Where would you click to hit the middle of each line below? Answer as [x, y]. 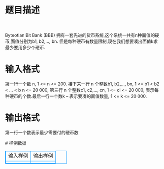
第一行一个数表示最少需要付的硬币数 [42, 132]
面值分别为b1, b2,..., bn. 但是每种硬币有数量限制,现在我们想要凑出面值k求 [84, 41]
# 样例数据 [16, 143]
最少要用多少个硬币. [25, 47]
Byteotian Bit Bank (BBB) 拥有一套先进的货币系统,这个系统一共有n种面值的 [80, 35]
